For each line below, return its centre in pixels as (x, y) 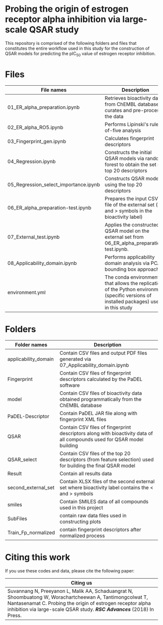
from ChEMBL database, (132, 104)
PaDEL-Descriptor (28, 416)
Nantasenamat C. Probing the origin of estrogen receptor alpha (79, 603)
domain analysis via (127, 263)
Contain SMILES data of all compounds (104, 501)
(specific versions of (128, 295)
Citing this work (38, 557)
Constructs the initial (128, 152)
